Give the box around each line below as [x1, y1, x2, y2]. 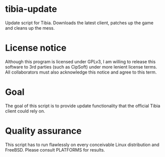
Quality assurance [5, 125, 82, 136]
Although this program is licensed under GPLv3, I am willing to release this [5, 58, 156, 65]
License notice [5, 42, 66, 54]
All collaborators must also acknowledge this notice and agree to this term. [5, 69, 157, 75]
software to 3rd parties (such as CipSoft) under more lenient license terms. [5, 64, 158, 70]
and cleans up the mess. [5, 25, 55, 31]
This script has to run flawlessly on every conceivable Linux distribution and [5, 142, 160, 148]
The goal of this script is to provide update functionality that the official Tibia [5, 103, 161, 109]
